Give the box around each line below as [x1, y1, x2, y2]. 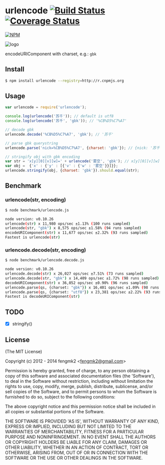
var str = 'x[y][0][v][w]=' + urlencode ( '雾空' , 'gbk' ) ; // [5, 159, 129, 164]
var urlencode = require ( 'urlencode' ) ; [5, 105, 87, 110]
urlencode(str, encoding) [5, 196, 66, 203]
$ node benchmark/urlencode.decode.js [5, 258, 84, 263]
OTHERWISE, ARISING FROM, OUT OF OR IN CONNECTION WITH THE [5, 449, 148, 456]
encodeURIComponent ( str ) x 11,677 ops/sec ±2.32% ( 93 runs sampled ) [5, 230, 148, 235]
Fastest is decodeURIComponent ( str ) [5, 294, 80, 299]
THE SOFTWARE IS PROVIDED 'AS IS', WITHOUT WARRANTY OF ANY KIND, [5, 418, 160, 424]
